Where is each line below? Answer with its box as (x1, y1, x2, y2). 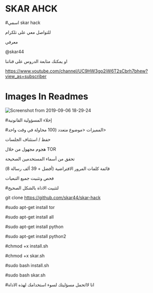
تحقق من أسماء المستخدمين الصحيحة (5, 155, 75, 161)
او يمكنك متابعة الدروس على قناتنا (5, 58, 67, 64)
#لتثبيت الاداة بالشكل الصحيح (5, 184, 59, 190)
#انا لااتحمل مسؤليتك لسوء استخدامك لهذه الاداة (5, 281, 94, 287)
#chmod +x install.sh (5, 243, 48, 249)
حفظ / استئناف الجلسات (5, 136, 51, 142)
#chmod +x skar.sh (5, 252, 45, 258)
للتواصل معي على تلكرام (5, 29, 51, 35)
